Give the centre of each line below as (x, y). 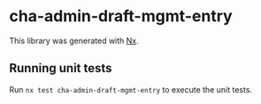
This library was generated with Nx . (74, 41)
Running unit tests (61, 68)
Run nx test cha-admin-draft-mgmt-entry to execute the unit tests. (131, 89)
